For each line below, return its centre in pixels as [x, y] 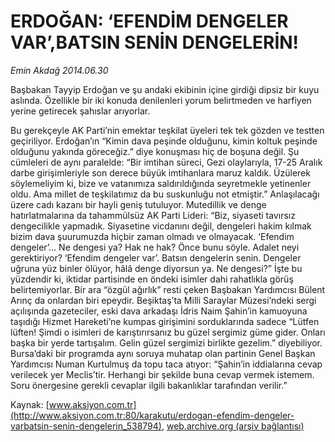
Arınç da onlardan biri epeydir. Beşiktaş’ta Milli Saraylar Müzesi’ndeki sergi [163, 300]
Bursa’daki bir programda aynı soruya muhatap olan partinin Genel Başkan [163, 353]
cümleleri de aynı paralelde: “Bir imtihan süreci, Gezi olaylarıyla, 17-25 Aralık [166, 162]
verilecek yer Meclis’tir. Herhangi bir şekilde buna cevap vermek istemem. [162, 374]
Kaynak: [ [30, 404]
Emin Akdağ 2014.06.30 [59, 70]
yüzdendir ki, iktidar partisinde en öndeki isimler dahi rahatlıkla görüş [152, 279]
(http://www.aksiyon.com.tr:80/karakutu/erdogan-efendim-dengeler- [152, 415]
